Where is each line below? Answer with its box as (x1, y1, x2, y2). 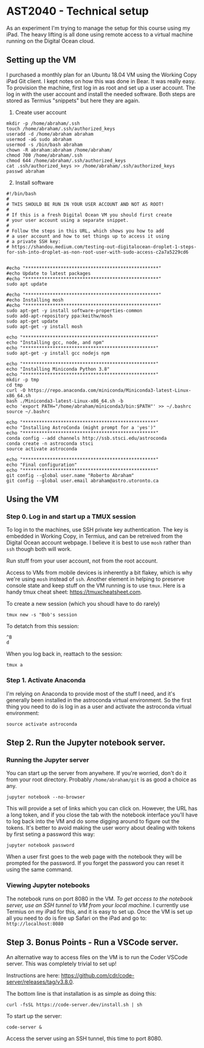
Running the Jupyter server (6, 756, 89, 764)
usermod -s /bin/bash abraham (6, 142, 83, 148)
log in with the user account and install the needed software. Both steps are (6, 90, 195, 98)
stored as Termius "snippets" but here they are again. (6, 97, 140, 104)
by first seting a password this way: (6, 831, 95, 838)
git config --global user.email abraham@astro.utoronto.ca (6, 478, 159, 484)
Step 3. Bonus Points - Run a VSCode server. (6, 937, 178, 948)
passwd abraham (6, 168, 45, 174)
